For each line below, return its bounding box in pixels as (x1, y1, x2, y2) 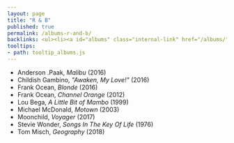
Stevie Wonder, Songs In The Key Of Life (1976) (17, 120, 154, 128)
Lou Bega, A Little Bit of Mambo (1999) (17, 98, 129, 106)
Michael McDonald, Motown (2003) (17, 105, 120, 114)
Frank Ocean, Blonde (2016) (17, 83, 98, 91)
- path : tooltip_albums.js (7, 50, 86, 57)
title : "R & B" (7, 17, 52, 24)
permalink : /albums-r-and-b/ (7, 29, 92, 37)
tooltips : (7, 43, 36, 50)
